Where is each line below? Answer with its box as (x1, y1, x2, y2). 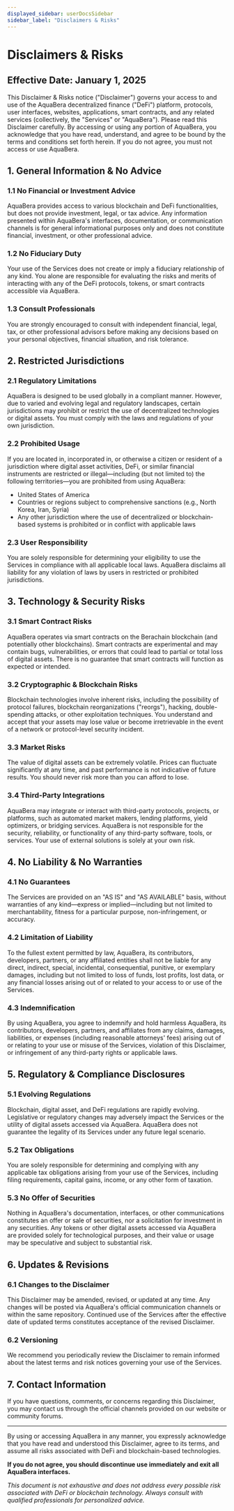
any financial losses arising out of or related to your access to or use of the (7, 978, 223, 987)
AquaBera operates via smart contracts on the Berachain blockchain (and (7, 632, 218, 641)
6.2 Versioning (7, 1335, 58, 1344)
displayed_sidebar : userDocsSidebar (7, 10, 114, 17)
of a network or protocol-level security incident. (7, 725, 145, 734)
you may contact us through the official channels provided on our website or (7, 1404, 226, 1413)
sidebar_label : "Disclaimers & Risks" (7, 17, 120, 24)
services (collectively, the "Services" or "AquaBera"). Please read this (7, 115, 208, 123)
